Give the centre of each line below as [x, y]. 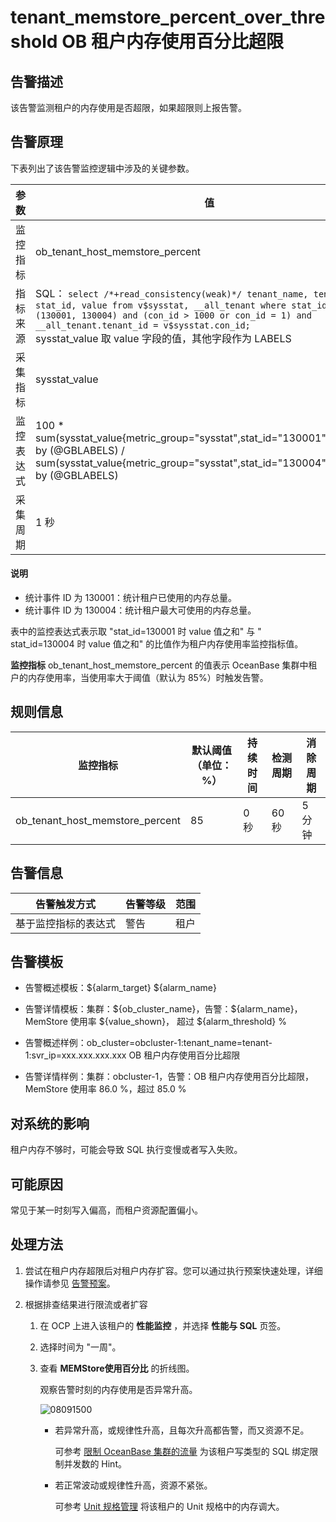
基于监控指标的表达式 [66, 923]
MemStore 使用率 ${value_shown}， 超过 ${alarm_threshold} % [155, 1022]
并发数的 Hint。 [95, 1463]
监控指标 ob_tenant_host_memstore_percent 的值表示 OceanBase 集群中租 [164, 665]
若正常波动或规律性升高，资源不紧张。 [133, 1485]
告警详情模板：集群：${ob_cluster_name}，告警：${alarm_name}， [163, 1009]
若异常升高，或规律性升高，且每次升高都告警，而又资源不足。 [182, 1430]
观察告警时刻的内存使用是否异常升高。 [118, 1389]
